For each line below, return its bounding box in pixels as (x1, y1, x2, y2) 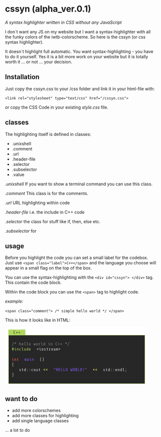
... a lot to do (5, 427, 30, 433)
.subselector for (5, 228, 37, 234)
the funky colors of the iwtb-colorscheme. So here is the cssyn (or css (5, 34, 146, 40)
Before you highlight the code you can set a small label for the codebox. (5, 255, 148, 260)
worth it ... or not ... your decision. (5, 59, 73, 65)
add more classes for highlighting (12, 413, 79, 419)
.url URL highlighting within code (5, 200, 70, 206)
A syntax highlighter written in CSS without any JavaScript (5, 19, 122, 25)
